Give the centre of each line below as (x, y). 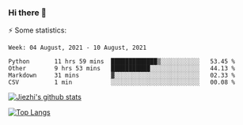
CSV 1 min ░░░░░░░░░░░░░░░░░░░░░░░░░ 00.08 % (122, 82)
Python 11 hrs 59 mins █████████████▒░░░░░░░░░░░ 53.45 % (122, 62)
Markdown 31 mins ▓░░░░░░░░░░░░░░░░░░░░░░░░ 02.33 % (122, 76)
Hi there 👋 (28, 13)
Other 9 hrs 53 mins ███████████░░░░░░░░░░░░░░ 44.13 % (122, 69)
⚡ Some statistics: (38, 30)
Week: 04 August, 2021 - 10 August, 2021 (78, 48)
